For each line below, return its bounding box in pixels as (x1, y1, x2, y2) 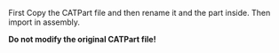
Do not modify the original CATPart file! (8, 34, 156, 44)
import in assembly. (8, 17, 81, 27)
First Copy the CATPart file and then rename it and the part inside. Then (8, 8, 271, 18)
